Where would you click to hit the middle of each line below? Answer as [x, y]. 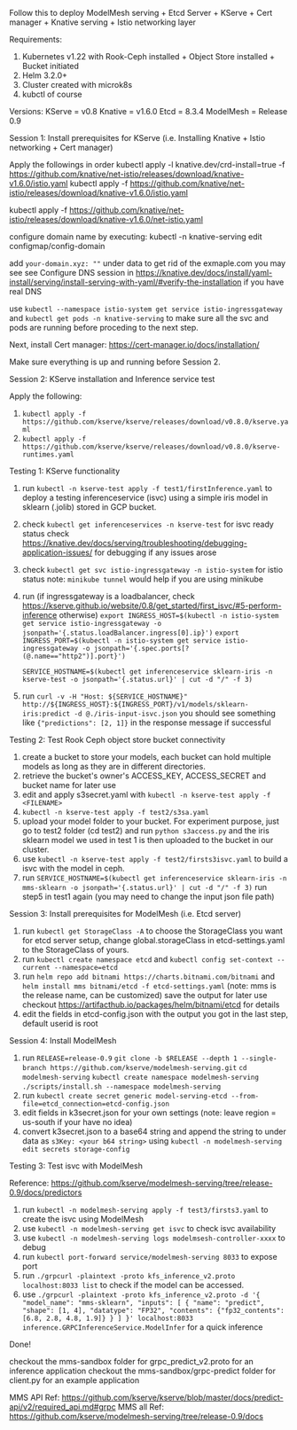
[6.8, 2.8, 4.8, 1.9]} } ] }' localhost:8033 [107, 1318]
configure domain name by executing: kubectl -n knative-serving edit [136, 237]
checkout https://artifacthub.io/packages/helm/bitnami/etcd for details [151, 1004]
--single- [259, 1059]
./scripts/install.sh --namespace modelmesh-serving [121, 1087]
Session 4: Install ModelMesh [63, 1040]
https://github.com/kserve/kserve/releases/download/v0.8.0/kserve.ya [155, 422]
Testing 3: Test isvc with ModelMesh [76, 1166]
